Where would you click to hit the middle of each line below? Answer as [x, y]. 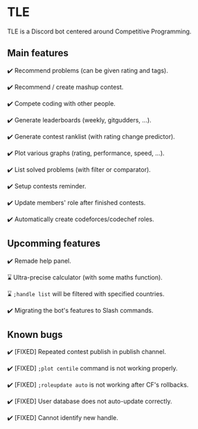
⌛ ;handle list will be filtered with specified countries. [86, 293]
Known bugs [35, 334]
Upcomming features [54, 244]
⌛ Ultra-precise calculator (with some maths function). [85, 277]
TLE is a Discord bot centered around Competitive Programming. [99, 31]
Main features [38, 53]
